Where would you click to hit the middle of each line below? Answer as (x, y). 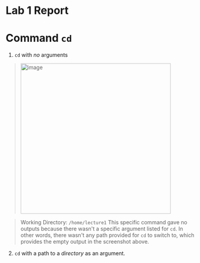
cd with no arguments (41, 55)
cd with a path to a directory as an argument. (70, 253)
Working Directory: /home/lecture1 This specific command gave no (104, 222)
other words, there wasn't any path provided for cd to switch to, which (107, 235)
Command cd (39, 38)
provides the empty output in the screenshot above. (85, 242)
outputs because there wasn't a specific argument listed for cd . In (102, 229)
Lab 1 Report (37, 11)
